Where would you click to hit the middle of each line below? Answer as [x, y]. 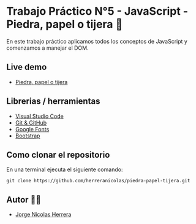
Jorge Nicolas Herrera [43, 214]
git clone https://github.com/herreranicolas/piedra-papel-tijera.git [98, 181]
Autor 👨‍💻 [24, 200]
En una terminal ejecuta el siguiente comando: [65, 169]
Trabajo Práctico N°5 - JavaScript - [97, 11]
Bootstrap [28, 136]
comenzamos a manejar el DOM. [47, 48]
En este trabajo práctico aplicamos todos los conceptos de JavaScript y [97, 41]
